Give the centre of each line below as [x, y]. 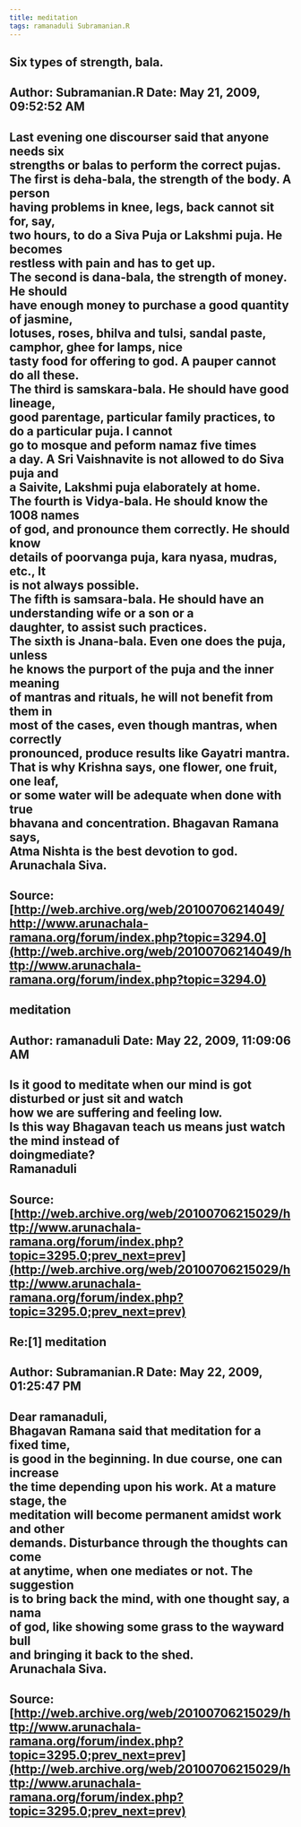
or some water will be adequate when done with [146, 795]
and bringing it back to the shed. [102, 1655]
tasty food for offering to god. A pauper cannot [143, 361]
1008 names [44, 515]
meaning [34, 683]
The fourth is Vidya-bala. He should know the [139, 501]
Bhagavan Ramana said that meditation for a [135, 1431]
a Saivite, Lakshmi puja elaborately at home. [135, 487]
